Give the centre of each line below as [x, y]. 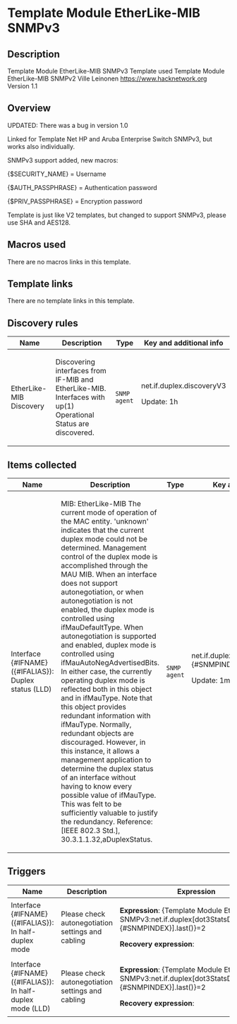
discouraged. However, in [103, 742]
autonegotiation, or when [102, 592]
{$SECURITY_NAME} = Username [57, 174]
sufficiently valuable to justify [109, 813]
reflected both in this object [107, 689]
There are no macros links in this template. [69, 261]
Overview [29, 108]
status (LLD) [31, 689]
